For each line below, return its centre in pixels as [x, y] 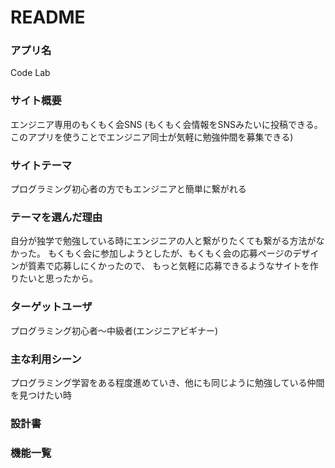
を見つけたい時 [41, 395]
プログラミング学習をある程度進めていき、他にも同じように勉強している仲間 [167, 382]
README [48, 17]
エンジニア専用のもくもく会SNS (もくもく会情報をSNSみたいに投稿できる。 [166, 124]
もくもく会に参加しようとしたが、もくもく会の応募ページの [170, 253]
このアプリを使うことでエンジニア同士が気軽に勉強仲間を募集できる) [152, 137]
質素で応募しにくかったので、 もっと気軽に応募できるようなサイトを [168, 266]
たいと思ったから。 [58, 278]
